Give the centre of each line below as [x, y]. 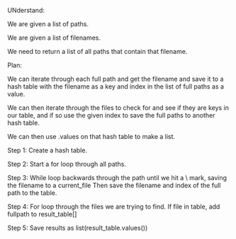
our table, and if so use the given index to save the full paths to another [111, 115]
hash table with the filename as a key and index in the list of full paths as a [116, 87]
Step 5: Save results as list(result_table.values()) [78, 228]
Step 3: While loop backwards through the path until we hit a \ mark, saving [117, 178]
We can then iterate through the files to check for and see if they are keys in [118, 108]
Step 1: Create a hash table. [47, 150]
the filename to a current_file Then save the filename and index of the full [114, 185]
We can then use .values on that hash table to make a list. [91, 137]
